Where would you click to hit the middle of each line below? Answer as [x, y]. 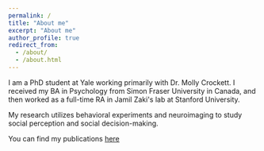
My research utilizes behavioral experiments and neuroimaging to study [125, 114]
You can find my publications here [64, 138]
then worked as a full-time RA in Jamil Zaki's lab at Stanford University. [124, 99]
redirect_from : [33, 45]
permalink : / [30, 15]
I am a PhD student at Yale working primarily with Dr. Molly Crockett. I [122, 82]
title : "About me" [38, 23]
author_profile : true [44, 38]
